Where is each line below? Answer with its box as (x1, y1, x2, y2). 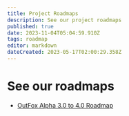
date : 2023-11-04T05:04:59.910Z (7, 29, 100, 37)
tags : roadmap (7, 36, 48, 43)
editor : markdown (7, 42, 57, 49)
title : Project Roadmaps (7, 10, 79, 17)
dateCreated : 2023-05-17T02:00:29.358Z (7, 49, 122, 56)
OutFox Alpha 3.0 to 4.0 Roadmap (17, 101, 114, 109)
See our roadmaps (7, 79, 115, 94)
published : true (7, 23, 54, 30)
